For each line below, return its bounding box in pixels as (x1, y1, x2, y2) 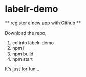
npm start (12, 56, 33, 62)
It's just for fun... (5, 66, 39, 72)
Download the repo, (5, 30, 47, 36)
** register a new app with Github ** (5, 20, 81, 26)
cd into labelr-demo (12, 39, 54, 46)
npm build (12, 50, 34, 57)
